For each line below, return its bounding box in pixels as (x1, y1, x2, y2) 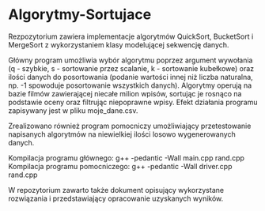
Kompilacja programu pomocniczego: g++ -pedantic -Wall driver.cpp (8, 161, 233, 171)
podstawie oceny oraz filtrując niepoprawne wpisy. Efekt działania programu (8, 97, 258, 107)
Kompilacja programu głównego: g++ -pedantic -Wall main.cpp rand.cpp (8, 153, 245, 163)
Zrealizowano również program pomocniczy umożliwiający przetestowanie (8, 121, 252, 130)
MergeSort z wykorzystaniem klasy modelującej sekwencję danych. (8, 40, 229, 49)
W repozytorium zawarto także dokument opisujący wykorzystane (8, 185, 224, 194)
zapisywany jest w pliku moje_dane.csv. (8, 105, 138, 115)
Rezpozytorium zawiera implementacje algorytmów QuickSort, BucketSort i (8, 32, 254, 41)
